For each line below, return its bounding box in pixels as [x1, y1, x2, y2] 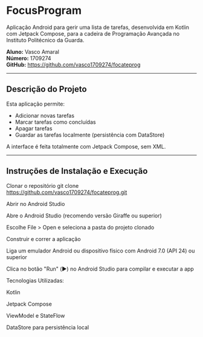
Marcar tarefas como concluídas [14, 118, 96, 126]
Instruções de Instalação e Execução [6, 166, 148, 176]
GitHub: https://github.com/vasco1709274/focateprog [6, 61, 141, 68]
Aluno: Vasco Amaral [6, 48, 59, 55]
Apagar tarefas [14, 124, 53, 132]
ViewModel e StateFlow [6, 312, 65, 319]
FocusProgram [6, 4, 82, 18]
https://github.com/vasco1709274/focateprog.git [6, 188, 127, 196]
